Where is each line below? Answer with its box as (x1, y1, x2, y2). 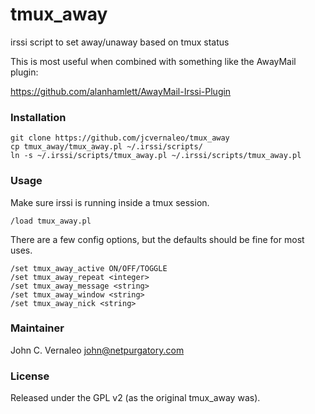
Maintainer (10, 321, 65, 335)
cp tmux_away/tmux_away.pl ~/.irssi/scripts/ (10, 142, 203, 152)
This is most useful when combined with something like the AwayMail (10, 55, 297, 67)
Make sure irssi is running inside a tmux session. (10, 196, 210, 208)
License (10, 369, 50, 383)
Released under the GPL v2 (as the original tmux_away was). (10, 392, 261, 404)
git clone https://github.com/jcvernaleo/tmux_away (10, 133, 230, 143)
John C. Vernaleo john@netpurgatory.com (10, 344, 185, 356)
